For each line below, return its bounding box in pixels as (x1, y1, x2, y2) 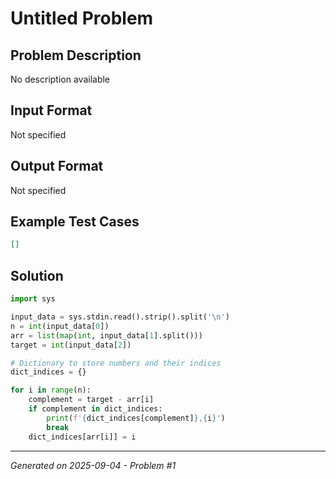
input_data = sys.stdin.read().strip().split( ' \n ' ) (10, 312, 230, 322)
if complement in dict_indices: (28, 404, 163, 414)
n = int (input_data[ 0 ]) (10, 321, 110, 331)
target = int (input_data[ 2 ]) (10, 340, 132, 350)
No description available (10, 73, 111, 85)
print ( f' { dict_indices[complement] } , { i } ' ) (46, 413, 226, 423)
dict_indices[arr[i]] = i (28, 432, 137, 442)
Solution (10, 267, 64, 284)
